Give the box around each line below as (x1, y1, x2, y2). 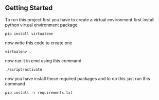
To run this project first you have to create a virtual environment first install (5, 17, 155, 22)
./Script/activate (5, 67, 42, 72)
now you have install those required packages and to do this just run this (5, 75, 150, 82)
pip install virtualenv (5, 31, 53, 36)
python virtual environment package (5, 22, 78, 28)
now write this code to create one (5, 40, 72, 46)
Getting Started (5, 4, 53, 12)
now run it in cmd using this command (5, 58, 82, 64)
